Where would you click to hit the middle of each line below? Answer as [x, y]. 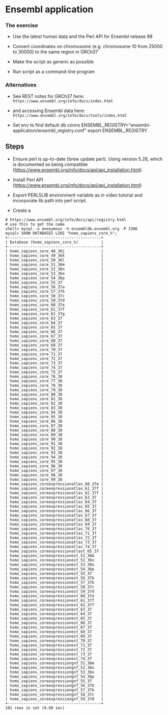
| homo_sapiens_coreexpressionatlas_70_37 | [54, 529]
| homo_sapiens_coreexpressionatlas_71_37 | [54, 533]
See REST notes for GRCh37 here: [48, 96]
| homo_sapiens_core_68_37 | [54, 341]
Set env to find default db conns [46, 125]
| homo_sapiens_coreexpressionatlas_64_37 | [54, 502]
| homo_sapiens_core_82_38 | [54, 403]
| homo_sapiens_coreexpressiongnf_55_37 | [54, 681]
